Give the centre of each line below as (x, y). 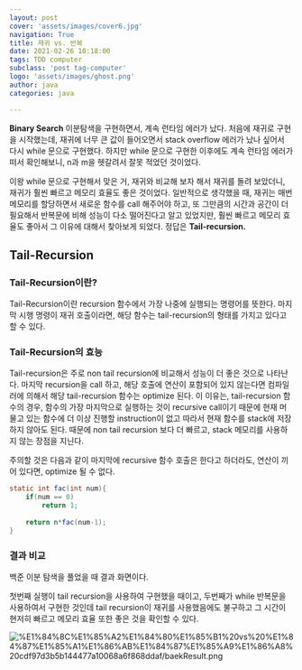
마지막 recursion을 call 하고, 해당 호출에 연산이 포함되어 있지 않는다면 (143, 385)
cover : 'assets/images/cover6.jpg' (76, 26)
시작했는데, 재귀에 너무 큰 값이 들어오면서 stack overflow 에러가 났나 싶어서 (152, 139)
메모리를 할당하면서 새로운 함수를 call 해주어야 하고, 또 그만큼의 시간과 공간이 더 (149, 203)
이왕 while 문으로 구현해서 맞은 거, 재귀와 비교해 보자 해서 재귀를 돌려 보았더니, (147, 181)
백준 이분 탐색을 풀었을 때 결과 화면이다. (79, 577)
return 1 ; (60, 506)
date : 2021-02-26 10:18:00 (60, 51)
